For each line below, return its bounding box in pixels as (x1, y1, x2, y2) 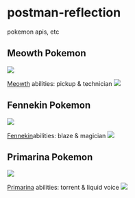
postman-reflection (7, 5, 121, 21)
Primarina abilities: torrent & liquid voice (7, 184, 120, 192)
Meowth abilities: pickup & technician (7, 79, 112, 87)
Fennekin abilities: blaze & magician (7, 131, 106, 140)
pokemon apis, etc (7, 27, 60, 36)
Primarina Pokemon (7, 151, 93, 163)
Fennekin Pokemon (7, 100, 91, 111)
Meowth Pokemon (7, 47, 86, 59)
